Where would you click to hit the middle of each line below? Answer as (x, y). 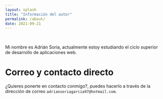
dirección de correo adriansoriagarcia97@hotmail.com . (61, 92)
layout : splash (21, 10)
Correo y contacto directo (59, 73)
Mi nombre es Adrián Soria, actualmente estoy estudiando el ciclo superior (81, 47)
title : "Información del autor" (39, 14)
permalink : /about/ (25, 19)
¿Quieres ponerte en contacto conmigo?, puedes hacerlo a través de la (78, 86)
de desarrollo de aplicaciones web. (41, 52)
